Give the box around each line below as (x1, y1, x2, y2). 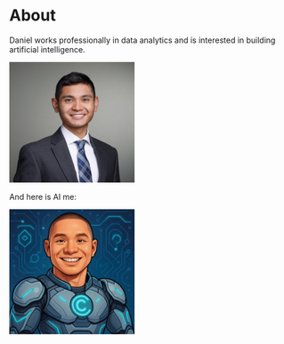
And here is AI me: (9, 191, 77, 202)
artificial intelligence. (9, 44, 86, 54)
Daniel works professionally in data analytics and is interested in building (9, 35, 276, 45)
